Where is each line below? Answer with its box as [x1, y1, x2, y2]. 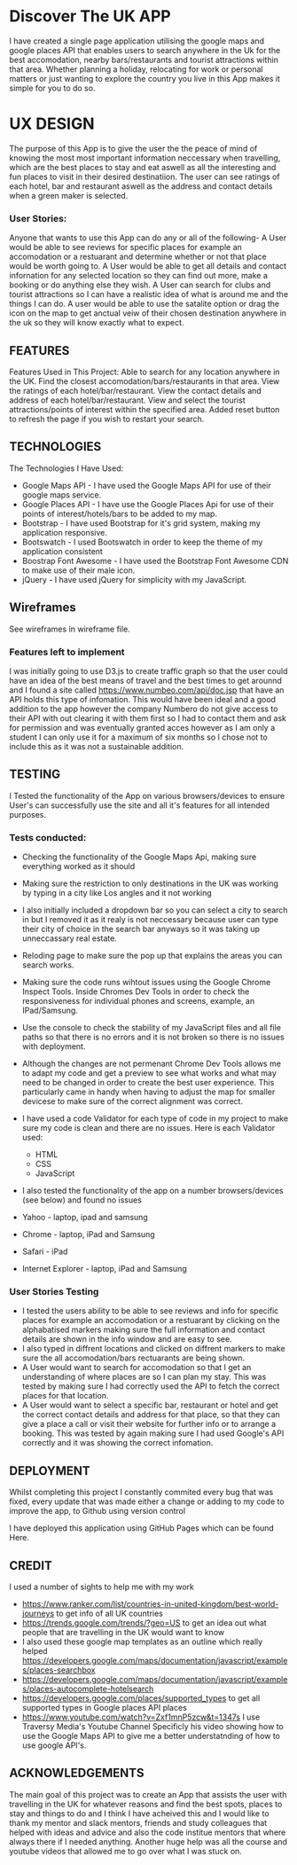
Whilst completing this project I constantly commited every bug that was [9, 1487, 274, 1498]
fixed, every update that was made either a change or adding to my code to [9, 1496, 285, 1507]
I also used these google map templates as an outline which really [21, 1636, 263, 1647]
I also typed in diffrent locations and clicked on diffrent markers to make [21, 1344, 285, 1354]
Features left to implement [9, 646, 126, 658]
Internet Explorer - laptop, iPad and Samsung [21, 1264, 188, 1274]
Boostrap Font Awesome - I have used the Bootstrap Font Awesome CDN [21, 555, 289, 566]
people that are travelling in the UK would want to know [21, 1626, 224, 1637]
